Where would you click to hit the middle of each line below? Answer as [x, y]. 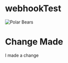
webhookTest [33, 9]
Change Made [34, 42]
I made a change [22, 55]
